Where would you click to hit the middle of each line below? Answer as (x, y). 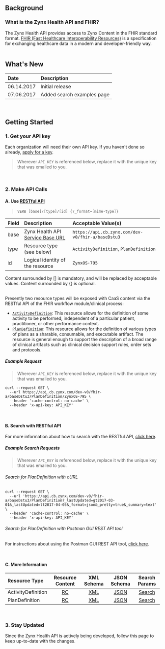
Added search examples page (75, 94)
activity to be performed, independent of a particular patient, (74, 318)
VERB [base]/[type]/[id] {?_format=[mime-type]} (68, 212)
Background (24, 8)
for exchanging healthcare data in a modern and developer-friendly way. (79, 43)
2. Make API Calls (26, 190)
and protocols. (27, 350)
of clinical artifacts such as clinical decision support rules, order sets (82, 344)
